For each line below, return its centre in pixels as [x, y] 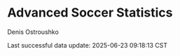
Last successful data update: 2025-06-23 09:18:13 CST [88, 45]
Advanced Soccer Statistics [90, 13]
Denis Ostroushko [33, 32]
